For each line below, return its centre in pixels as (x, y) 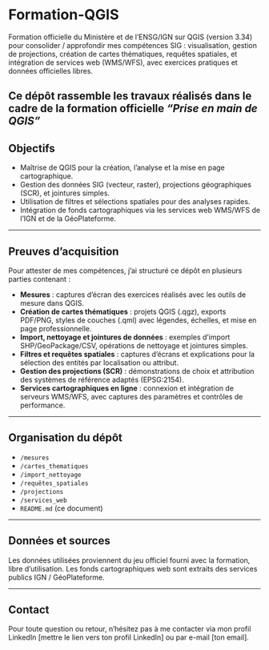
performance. (42, 405)
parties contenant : (39, 279)
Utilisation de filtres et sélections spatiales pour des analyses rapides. (135, 202)
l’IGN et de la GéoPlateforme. (68, 219)
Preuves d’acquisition (64, 251)
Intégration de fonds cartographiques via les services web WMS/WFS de (140, 211)
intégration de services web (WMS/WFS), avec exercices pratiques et (123, 62)
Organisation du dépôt (65, 438)
